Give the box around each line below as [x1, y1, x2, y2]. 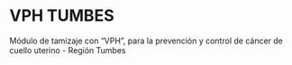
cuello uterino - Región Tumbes [9, 44, 126, 55]
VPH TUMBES [9, 5, 114, 26]
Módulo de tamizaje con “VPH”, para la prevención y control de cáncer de [9, 35, 284, 46]
